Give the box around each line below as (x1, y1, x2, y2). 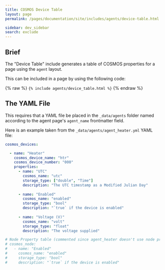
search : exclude (5, 30, 38, 35)
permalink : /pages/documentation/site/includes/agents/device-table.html (5, 16, 160, 21)
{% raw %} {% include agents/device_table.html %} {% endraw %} (5, 85, 143, 91)
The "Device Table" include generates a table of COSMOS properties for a (5, 61, 155, 67)
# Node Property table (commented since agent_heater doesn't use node (5, 237, 155, 242)
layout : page (5, 12, 32, 17)
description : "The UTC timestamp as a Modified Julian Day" (23, 183, 148, 188)
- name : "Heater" (9, 151, 45, 156)
